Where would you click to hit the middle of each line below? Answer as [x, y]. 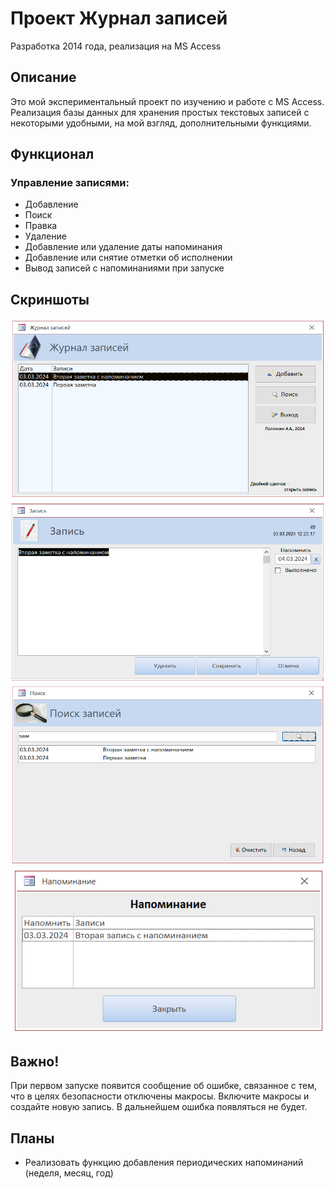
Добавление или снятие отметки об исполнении [128, 258]
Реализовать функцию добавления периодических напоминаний [164, 1163]
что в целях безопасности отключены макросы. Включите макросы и [160, 1096]
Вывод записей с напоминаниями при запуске [124, 268]
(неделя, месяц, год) [69, 1173]
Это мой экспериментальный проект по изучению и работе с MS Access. [167, 101]
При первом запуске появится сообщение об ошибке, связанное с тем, [164, 1086]
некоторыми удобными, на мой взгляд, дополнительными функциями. [161, 123]
